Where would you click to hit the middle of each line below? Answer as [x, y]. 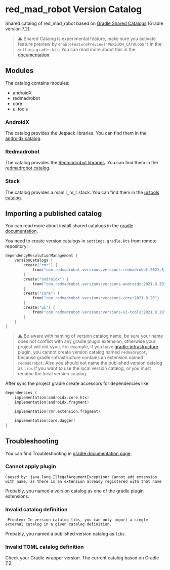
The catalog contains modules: [37, 83]
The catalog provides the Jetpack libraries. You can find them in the [76, 133]
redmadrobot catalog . [28, 168]
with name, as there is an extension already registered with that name [83, 481]
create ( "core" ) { [41, 293]
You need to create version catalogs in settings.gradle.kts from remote [81, 241]
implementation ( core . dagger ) [45, 420]
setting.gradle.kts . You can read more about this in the [76, 49]
